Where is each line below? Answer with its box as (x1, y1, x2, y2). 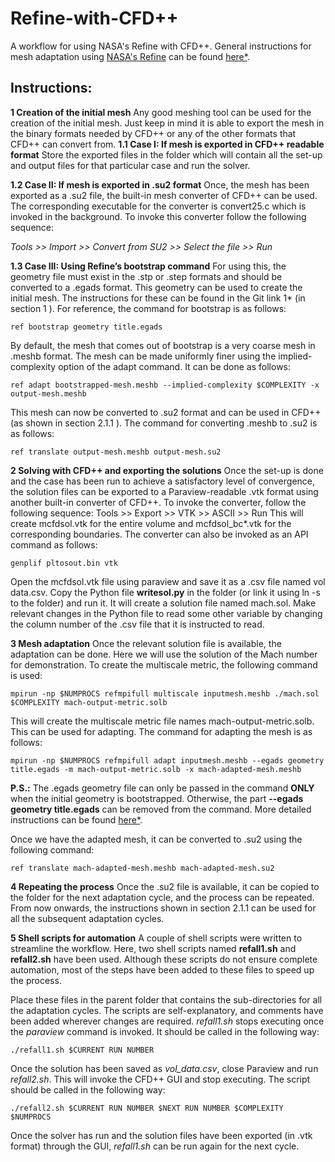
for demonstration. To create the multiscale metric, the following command (10, 658, 318, 671)
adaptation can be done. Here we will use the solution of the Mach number (10, 648, 318, 660)
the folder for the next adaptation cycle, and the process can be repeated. (10, 891, 315, 903)
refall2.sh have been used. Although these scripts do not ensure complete (10, 953, 318, 965)
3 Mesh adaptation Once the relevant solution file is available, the (10, 637, 282, 649)
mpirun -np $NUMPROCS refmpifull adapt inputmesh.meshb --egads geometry (10, 755, 325, 766)
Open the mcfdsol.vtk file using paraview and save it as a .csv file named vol (10, 575, 326, 587)
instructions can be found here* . (10, 813, 143, 826)
